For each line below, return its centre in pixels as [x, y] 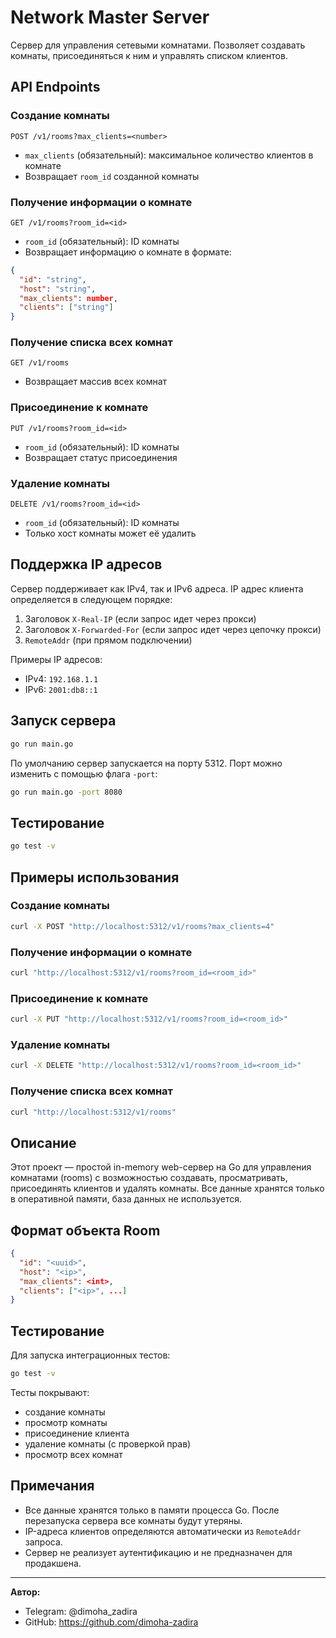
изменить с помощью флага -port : [84, 773]
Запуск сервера [63, 721]
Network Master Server [110, 17]
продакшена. [53, 1563]
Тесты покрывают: [50, 1392]
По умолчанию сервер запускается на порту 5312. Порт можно [146, 763]
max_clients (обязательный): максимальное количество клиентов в [169, 155]
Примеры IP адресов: [56, 659]
